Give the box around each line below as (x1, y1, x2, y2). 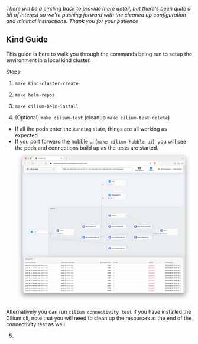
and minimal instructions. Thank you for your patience (6, 18, 139, 24)
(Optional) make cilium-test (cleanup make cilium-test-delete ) (14, 113, 170, 121)
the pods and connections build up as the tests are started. (14, 144, 158, 151)
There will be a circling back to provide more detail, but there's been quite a (6, 5, 191, 12)
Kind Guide (6, 35, 48, 45)
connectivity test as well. (6, 320, 67, 327)
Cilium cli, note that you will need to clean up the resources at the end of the (6, 314, 192, 322)
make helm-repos (14, 92, 55, 98)
